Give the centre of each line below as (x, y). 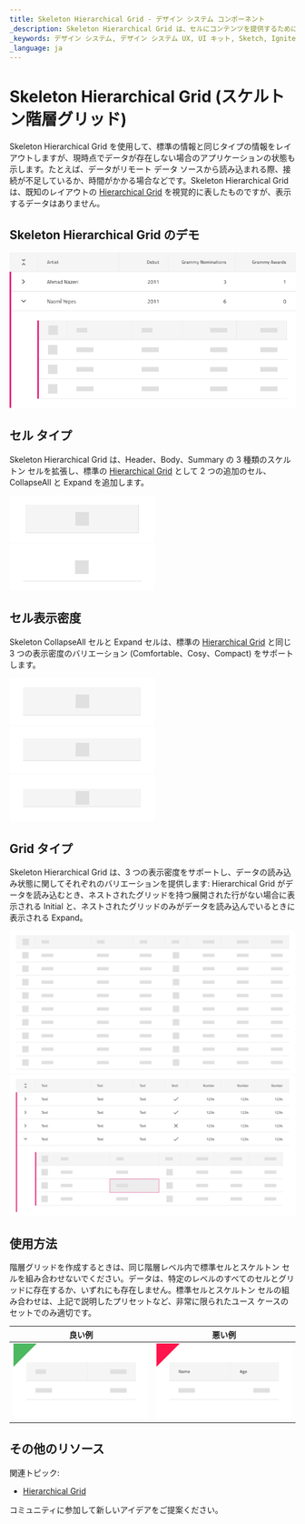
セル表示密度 (45, 618)
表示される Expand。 (49, 917)
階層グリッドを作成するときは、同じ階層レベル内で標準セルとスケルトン (144, 1268)
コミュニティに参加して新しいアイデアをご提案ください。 (117, 1509)
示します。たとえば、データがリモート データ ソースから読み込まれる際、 (146, 169)
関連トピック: (35, 1472)
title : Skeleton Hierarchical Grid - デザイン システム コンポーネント (138, 19)
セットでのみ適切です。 (53, 1313)
